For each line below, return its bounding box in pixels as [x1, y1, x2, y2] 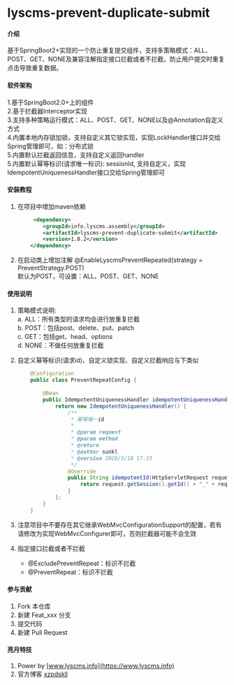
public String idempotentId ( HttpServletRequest [67, 474, 209, 481]
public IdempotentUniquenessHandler [43, 396, 149, 403]
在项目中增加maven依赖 [17, 202, 86, 211]
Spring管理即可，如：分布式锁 [7, 141, 94, 150]
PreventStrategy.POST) [17, 264, 85, 272]
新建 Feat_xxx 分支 [17, 611, 71, 619]
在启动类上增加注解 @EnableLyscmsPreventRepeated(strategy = [17, 256, 203, 264]
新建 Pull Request [17, 628, 68, 637]
